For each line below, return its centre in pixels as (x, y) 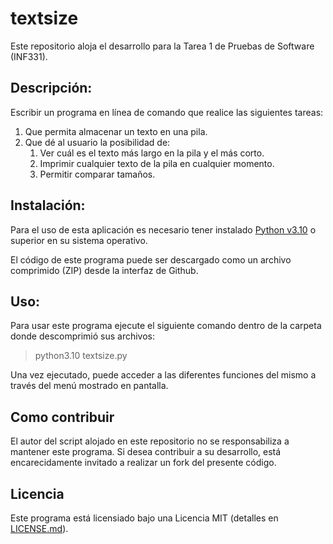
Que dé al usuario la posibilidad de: (97, 142)
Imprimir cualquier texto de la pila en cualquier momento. (157, 163)
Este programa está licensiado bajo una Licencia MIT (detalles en (144, 518)
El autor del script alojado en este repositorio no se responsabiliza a (150, 441)
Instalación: (48, 205)
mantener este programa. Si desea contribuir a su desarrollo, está (146, 452)
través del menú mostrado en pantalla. (89, 386)
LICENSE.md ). (39, 528)
